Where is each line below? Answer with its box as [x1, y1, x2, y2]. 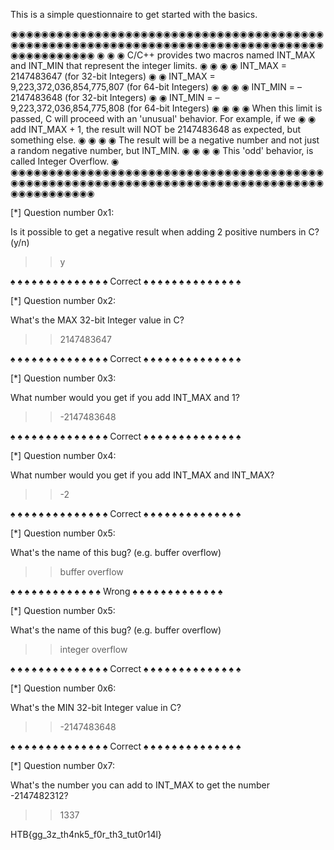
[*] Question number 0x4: [10, 450, 117, 461]
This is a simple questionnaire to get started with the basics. [10, 9, 258, 20]
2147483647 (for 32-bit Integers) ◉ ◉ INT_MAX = [10, 70, 216, 82]
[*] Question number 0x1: [10, 207, 115, 218]
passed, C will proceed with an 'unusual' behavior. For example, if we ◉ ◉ [10, 113, 317, 124]
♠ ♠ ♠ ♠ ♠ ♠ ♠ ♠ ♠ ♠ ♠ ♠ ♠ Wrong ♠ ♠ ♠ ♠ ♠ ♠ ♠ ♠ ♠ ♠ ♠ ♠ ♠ [10, 585, 223, 597]
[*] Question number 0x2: [10, 295, 117, 306]
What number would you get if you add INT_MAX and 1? [10, 392, 240, 403]
